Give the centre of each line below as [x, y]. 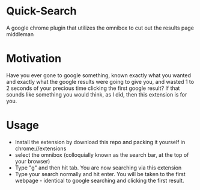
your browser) [32, 161]
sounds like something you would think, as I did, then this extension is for [97, 94]
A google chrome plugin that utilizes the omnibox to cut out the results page [100, 28]
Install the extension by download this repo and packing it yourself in [100, 142]
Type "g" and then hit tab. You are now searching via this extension [98, 168]
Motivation [34, 59]
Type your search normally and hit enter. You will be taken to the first [100, 174]
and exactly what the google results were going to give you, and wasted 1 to [100, 81]
